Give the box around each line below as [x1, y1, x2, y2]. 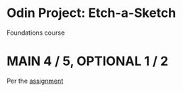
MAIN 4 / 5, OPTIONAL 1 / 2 [6, 53, 169, 69]
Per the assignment [6, 76, 64, 85]
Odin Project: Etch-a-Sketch [6, 5, 177, 21]
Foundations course [6, 28, 65, 37]
